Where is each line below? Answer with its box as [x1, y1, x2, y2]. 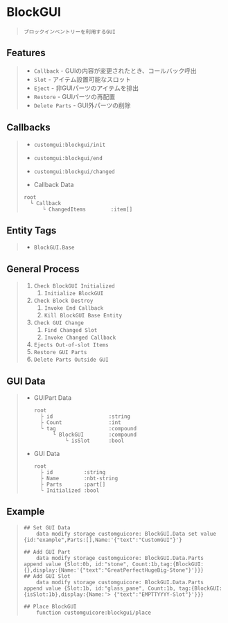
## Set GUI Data [23, 524, 71, 531]
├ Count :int [40, 419, 122, 426]
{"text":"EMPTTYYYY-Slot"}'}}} [113, 590, 204, 598]
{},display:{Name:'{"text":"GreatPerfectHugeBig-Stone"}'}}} [23, 566, 204, 574]
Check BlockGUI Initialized [33, 283, 115, 290]
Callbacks [6, 122, 51, 134]
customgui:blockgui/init [33, 141, 106, 148]
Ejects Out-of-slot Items [33, 342, 109, 349]
